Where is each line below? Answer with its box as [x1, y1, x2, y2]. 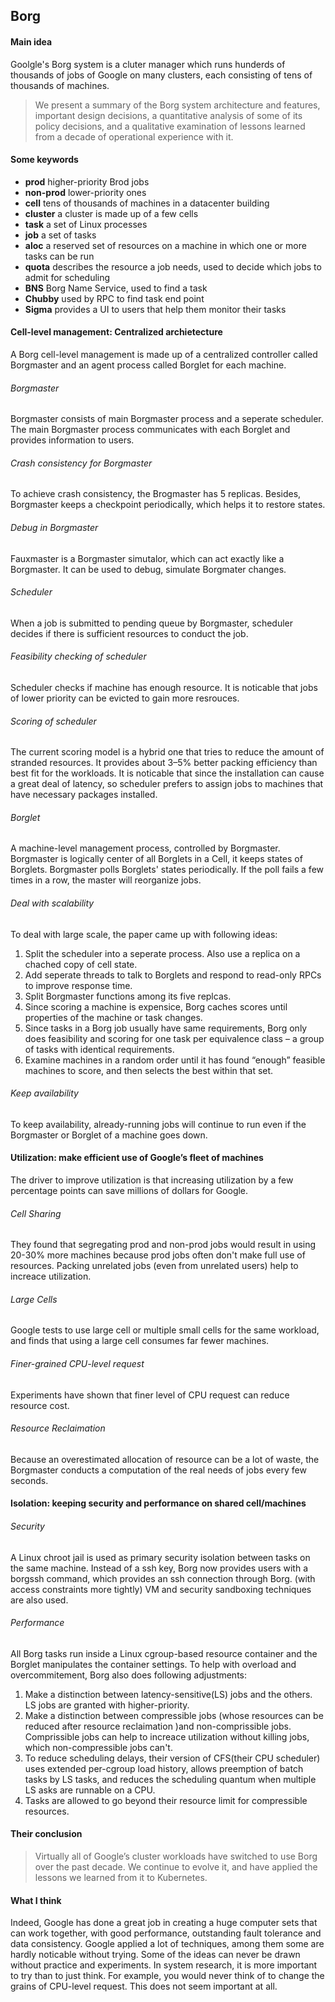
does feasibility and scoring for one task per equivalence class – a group [24, 1032, 325, 1044]
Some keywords [10, 154, 79, 166]
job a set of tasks [24, 229, 97, 241]
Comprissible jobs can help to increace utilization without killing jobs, [24, 1730, 310, 1743]
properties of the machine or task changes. [24, 1011, 203, 1023]
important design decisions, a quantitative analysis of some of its [34, 109, 303, 121]
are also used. [10, 1594, 69, 1606]
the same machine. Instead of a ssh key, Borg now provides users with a [10, 1562, 308, 1574]
